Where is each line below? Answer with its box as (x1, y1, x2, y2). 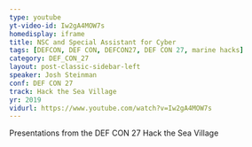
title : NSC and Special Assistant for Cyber (9, 37, 177, 47)
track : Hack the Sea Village (9, 87, 117, 96)
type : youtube (9, 12, 62, 22)
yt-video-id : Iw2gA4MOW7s (9, 21, 105, 30)
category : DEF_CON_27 (9, 54, 90, 63)
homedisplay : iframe (9, 29, 86, 38)
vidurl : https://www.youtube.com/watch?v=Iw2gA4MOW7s (9, 104, 213, 112)
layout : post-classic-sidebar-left (9, 63, 141, 72)
